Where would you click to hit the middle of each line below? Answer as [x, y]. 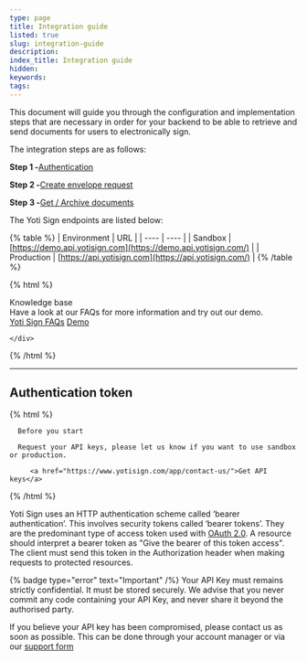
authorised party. [42, 610]
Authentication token [71, 393]
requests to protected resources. [71, 562]
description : [34, 52]
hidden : [24, 69]
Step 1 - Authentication [52, 166]
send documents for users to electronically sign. [101, 131]
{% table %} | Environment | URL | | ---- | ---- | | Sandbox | [120, 238]
